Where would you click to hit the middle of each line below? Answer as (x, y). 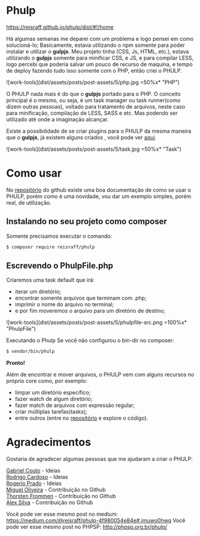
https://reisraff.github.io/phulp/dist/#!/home (60, 27)
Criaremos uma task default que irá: (50, 280)
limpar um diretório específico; (53, 393)
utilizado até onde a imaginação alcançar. (57, 119)
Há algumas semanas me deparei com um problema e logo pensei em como (100, 38)
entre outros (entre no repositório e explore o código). (81, 418)
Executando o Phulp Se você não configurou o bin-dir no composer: (90, 340)
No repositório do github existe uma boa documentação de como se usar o (99, 190)
